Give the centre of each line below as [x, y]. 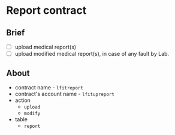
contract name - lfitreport [49, 87]
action [23, 100]
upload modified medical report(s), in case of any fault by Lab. [92, 54]
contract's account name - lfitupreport [65, 94]
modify [32, 113]
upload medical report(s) [46, 47]
